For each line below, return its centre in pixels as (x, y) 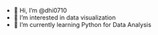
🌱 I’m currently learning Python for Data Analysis (82, 25)
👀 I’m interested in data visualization (65, 17)
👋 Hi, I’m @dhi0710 (40, 10)
